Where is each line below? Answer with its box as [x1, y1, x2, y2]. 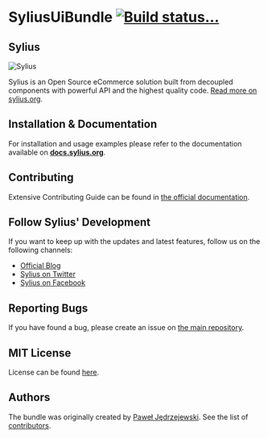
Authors [8, 390, 51, 404]
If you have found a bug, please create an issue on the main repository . [8, 323, 244, 333]
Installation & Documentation [8, 118, 158, 131]
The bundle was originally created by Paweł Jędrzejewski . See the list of [8, 411, 249, 422]
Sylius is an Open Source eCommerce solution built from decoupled [8, 77, 233, 86]
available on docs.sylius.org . [8, 147, 106, 157]
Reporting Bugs [8, 301, 89, 315]
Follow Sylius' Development [8, 216, 151, 229]
